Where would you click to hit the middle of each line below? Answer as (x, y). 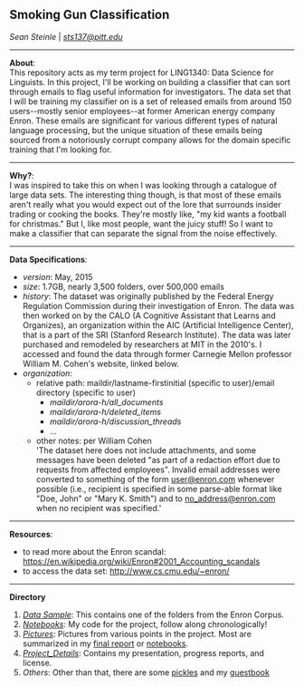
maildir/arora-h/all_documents (106, 402)
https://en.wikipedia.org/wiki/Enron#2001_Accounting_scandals (141, 561)
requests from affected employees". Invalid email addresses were (158, 469)
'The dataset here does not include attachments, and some (146, 450)
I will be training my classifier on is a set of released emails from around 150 (151, 101)
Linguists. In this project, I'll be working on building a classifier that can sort (150, 82)
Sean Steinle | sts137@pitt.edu (66, 36)
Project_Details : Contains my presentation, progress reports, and (143, 653)
